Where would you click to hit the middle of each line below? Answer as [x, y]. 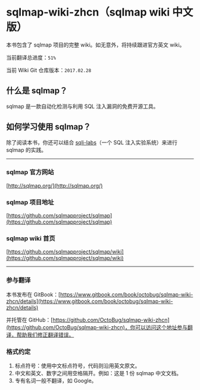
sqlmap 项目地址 [30, 202]
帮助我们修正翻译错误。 [45, 335]
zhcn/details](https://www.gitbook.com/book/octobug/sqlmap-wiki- [90, 301]
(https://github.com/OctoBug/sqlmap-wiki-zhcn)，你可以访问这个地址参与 [97, 327]
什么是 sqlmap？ [37, 91]
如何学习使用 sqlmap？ [49, 127]
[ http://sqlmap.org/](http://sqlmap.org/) [54, 185]
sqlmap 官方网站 [30, 172]
